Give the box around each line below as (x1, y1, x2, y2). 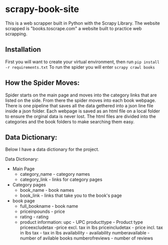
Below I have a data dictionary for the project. (5, 147, 99, 153)
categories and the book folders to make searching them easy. (5, 118, 134, 125)
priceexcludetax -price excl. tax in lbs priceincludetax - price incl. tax (20, 224, 163, 230)
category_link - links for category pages (20, 177, 103, 183)
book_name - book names (20, 187, 74, 193)
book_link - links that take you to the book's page (20, 192, 122, 199)
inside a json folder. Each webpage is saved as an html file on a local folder (5, 108, 160, 114)
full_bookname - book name (20, 203, 79, 209)
